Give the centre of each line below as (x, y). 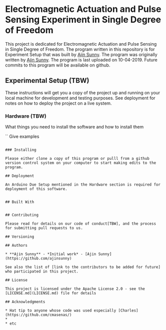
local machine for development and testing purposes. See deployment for (80, 98)
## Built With (20, 202)
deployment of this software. (36, 189)
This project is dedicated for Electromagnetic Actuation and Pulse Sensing (81, 44)
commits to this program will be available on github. (58, 65)
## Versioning (20, 237)
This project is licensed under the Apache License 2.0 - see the (75, 289)
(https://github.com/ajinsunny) (38, 259)
